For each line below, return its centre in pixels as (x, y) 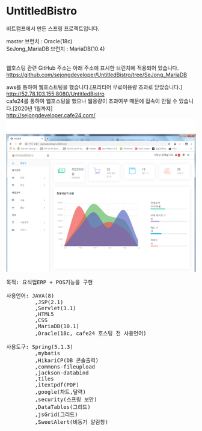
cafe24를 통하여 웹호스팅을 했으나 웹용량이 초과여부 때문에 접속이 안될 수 (92, 101)
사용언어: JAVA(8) (30, 295)
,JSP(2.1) (49, 302)
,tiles (44, 379)
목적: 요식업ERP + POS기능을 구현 (50, 282)
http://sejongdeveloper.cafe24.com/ (51, 115)
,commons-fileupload (65, 367)
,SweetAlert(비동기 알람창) (72, 422)
